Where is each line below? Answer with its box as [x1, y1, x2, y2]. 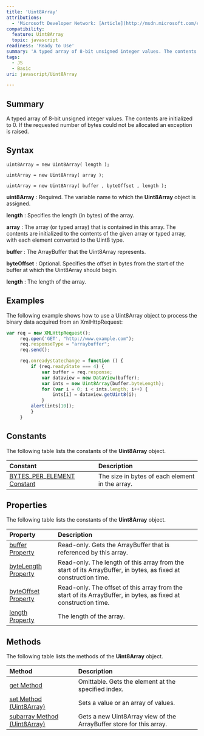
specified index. [78, 685, 124, 693]
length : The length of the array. [6, 278, 87, 285]
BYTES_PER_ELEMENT [9, 472, 75, 480]
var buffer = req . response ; [41, 369, 113, 375]
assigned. [6, 200, 31, 207]
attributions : [6, 15, 42, 21]
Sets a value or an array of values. [78, 699, 175, 707]
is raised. [6, 128, 29, 135]
